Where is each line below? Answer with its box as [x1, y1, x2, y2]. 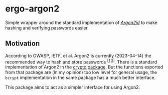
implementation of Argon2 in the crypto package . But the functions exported [5, 64, 163, 70]
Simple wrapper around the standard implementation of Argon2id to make [5, 19, 158, 25]
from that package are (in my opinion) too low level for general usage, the [5, 69, 157, 75]
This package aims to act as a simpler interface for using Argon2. [5, 84, 140, 90]
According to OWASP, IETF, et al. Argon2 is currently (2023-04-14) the [5, 52, 151, 58]
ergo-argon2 [5, 3, 60, 14]
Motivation [5, 39, 40, 48]
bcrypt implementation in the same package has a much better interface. [5, 74, 156, 80]
